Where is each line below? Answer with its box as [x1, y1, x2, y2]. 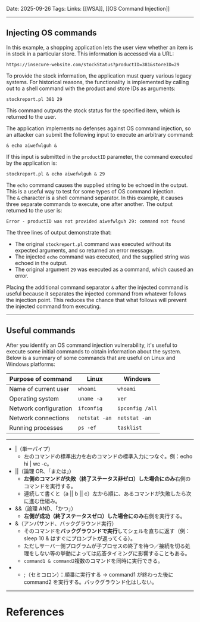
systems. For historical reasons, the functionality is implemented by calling [6, 78, 189, 85]
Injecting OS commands [6, 28, 97, 38]
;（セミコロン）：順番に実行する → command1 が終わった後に [23, 571, 174, 578]
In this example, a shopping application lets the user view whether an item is [6, 44, 193, 51]
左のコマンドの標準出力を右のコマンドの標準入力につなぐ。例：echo [23, 452, 193, 460]
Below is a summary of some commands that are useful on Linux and [6, 354, 176, 361]
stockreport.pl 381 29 [6, 96, 62, 102]
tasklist [117, 424, 142, 431]
